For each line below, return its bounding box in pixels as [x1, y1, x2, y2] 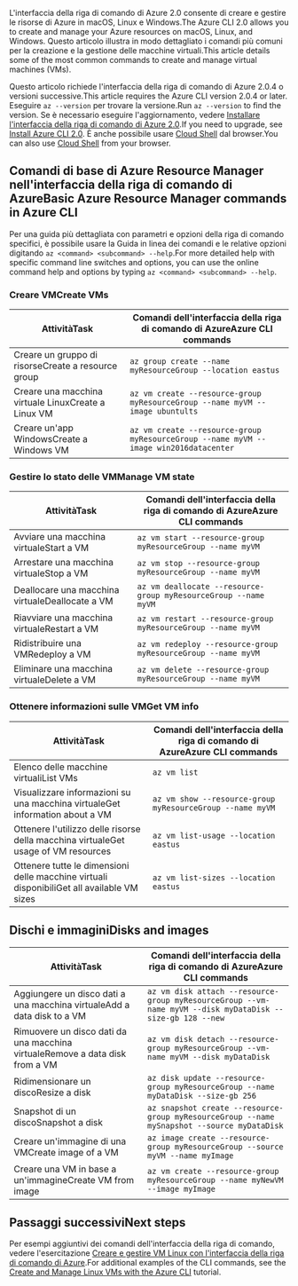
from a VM [13, 1058, 58, 1070]
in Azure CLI [9, 205, 78, 220]
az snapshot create [147, 1102, 230, 1113]
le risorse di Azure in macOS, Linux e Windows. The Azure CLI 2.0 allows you [9, 17, 289, 28]
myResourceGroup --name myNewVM [147, 1175, 284, 1185]
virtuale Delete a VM [13, 674, 96, 686]
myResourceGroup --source [174, 1141, 284, 1152]
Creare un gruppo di [13, 349, 98, 361]
